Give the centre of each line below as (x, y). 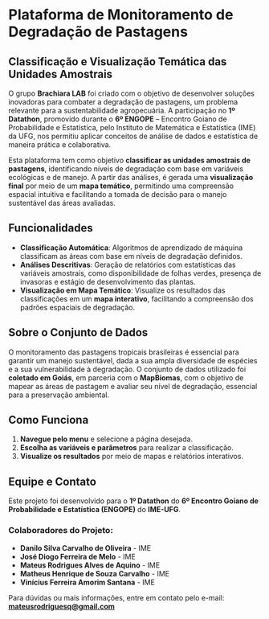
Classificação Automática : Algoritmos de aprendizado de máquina (131, 248)
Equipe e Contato (52, 481)
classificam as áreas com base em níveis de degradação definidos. (131, 256)
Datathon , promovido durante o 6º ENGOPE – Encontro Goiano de (118, 119)
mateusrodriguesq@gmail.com (61, 606)
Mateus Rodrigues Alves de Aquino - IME (90, 565)
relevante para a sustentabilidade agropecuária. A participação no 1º (122, 111)
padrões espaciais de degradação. (77, 307)
